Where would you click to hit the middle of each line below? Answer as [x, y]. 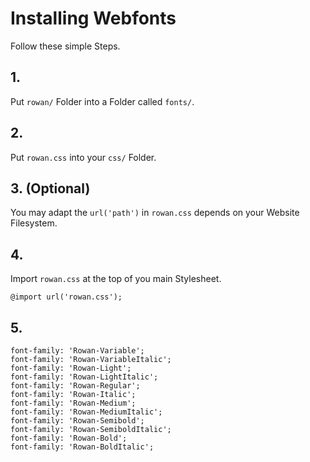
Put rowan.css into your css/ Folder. [83, 157]
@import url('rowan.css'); [66, 297]
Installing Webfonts [93, 18]
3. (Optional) [50, 188]
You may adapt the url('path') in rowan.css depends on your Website [155, 213]
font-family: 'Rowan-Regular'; [75, 386]
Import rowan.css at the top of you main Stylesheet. [116, 279]
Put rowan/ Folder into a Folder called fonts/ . [102, 101]
